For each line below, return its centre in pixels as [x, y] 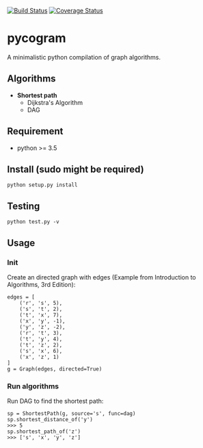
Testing [24, 206]
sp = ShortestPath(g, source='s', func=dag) [71, 414]
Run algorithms [33, 386]
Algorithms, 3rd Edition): [41, 284]
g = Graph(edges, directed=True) [55, 369]
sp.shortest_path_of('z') [44, 432]
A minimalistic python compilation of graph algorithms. [84, 57]
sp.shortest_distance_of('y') [50, 420]
